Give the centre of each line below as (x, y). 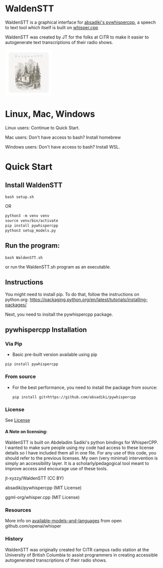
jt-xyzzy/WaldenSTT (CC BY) (34, 478)
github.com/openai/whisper (33, 526)
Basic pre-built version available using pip (55, 355)
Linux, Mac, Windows (50, 114)
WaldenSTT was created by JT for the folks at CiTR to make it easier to (77, 37)
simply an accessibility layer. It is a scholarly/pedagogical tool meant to (77, 463)
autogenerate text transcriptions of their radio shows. (59, 42)
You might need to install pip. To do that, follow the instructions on (72, 294)
